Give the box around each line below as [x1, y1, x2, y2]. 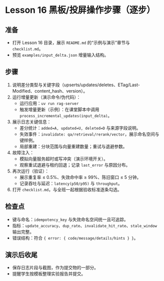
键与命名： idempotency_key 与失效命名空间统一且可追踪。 [12, 216, 129, 222]
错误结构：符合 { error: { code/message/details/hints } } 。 [12, 235, 138, 241]
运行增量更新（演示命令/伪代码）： [12, 94, 81, 100]
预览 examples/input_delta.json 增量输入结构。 [12, 52, 109, 58]
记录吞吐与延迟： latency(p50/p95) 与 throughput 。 [19, 180, 123, 186]
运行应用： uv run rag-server [19, 100, 79, 106]
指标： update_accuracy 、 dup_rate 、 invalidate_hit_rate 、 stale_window [12, 222, 157, 228]
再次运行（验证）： [12, 168, 49, 174]
